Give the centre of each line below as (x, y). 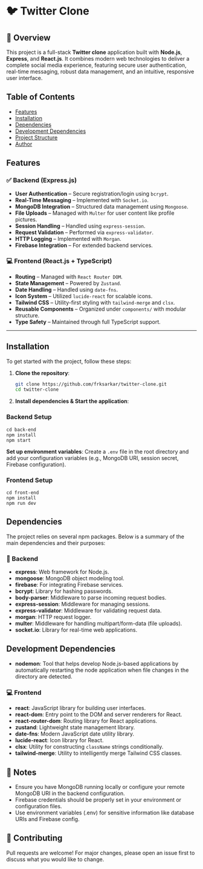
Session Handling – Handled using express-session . (80, 226)
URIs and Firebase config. (47, 819)
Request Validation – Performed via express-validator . (84, 232)
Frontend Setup (30, 480)
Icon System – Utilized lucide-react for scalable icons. (84, 296)
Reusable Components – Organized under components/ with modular (100, 309)
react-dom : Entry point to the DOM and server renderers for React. (98, 715)
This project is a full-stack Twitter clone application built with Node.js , (94, 52)
